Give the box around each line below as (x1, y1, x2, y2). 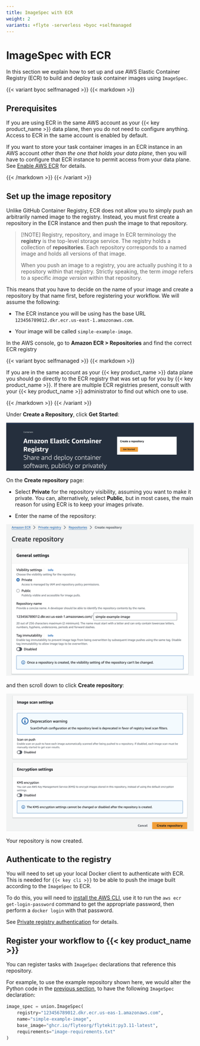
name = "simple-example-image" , (17, 1016, 92, 1022)
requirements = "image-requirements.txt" (17, 1029, 116, 1035)
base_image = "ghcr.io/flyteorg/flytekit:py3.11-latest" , (17, 1022, 159, 1028)
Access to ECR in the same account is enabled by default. (6, 132, 148, 139)
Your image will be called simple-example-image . (14, 327, 133, 335)
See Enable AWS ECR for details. (6, 163, 86, 170)
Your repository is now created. (6, 837, 83, 844)
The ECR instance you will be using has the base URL (14, 310, 146, 317)
